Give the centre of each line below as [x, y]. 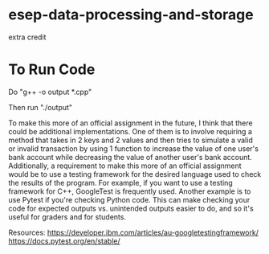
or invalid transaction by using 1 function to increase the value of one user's [134, 148]
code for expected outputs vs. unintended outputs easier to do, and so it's [131, 208]
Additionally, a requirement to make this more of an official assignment [125, 166]
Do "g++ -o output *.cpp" [50, 92]
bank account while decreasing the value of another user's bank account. [130, 157]
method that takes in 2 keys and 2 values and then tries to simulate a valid [130, 140]
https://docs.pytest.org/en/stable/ [64, 241]
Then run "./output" [41, 107]
